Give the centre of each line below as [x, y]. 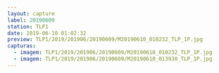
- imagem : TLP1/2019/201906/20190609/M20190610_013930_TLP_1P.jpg [113, 59]
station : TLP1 [28, 26]
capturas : [22, 46]
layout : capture [31, 14]
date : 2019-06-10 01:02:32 [47, 33]
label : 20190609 [31, 20]
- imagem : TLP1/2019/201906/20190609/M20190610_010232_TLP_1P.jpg [113, 53]
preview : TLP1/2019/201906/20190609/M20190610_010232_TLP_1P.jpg [105, 40]
